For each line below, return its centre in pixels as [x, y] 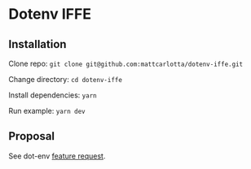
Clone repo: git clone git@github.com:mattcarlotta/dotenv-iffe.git [125, 63]
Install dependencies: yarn [53, 95]
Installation [37, 44]
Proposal [32, 136]
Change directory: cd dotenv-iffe [65, 79]
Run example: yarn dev [47, 111]
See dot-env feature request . [57, 156]
